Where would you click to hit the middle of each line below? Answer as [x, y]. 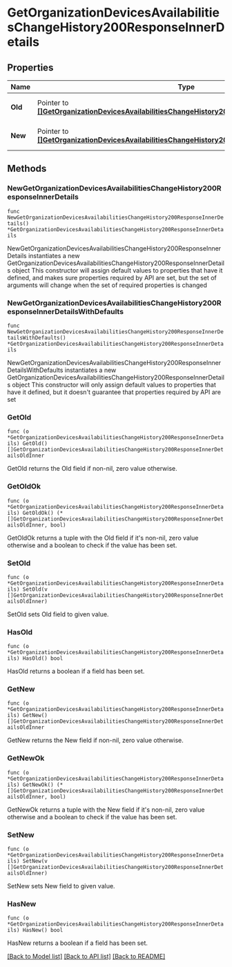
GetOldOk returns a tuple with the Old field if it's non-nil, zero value [103, 538]
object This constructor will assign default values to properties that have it [117, 270]
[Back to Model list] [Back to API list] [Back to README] [86, 957]
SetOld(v [35, 589]
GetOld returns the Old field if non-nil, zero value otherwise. [92, 469]
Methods [27, 169]
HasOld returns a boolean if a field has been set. [76, 672]
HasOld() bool [43, 658]
